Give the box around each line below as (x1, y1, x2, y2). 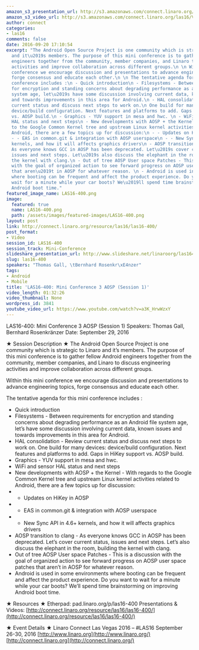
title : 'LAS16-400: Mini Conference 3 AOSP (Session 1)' (6, 284, 150, 290)
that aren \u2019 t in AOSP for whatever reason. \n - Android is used (11, 168, 187, 175)
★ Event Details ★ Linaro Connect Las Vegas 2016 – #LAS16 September (6, 624, 183, 631)
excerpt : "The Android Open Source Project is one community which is (6, 47, 184, 53)
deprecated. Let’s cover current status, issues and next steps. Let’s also (14, 538, 190, 545)
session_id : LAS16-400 (6, 240, 62, 246)
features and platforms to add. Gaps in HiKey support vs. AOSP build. (14, 450, 184, 457)
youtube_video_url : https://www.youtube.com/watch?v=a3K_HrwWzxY (6, 306, 171, 312)
